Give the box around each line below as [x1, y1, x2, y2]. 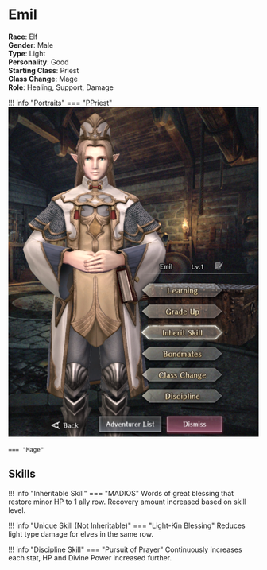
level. [8, 505, 26, 514]
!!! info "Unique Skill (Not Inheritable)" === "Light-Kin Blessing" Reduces [8, 521, 246, 530]
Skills [8, 467, 36, 481]
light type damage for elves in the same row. [8, 529, 153, 538]
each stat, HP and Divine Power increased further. [8, 553, 172, 562]
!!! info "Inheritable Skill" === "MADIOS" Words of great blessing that [8, 488, 234, 498]
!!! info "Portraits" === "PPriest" [8, 98, 113, 107]
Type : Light [8, 48, 46, 58]
